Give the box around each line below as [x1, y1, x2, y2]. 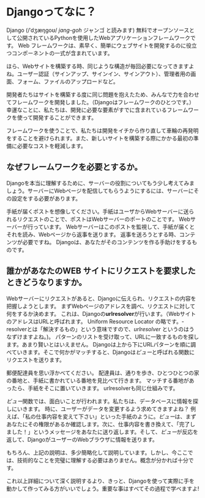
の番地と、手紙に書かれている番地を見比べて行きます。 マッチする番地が [6, 377, 189, 384]
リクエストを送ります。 [6, 356, 65, 363]
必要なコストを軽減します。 [17, 142, 87, 150]
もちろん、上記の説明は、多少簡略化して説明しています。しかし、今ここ [6, 448, 188, 456]
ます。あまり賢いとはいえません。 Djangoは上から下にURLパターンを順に [6, 340, 191, 348]
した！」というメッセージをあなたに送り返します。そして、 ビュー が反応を [11, 428, 199, 435]
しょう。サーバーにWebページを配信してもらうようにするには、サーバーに [6, 187, 194, 194]
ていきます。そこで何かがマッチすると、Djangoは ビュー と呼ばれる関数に [11, 348, 195, 356]
